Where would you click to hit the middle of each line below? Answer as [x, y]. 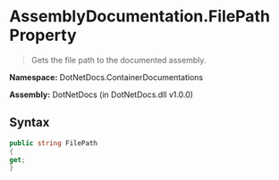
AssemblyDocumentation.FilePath [140, 16]
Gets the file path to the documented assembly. [118, 60]
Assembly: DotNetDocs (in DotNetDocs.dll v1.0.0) [101, 94]
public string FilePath [54, 143]
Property [43, 35]
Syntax [30, 123]
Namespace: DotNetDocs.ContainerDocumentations [106, 77]
